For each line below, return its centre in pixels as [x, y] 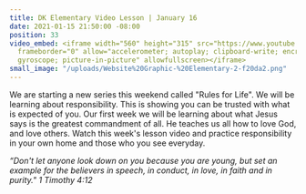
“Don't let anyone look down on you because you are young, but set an [143, 160]
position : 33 [34, 35]
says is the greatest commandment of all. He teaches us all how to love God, [153, 123]
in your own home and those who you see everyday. [107, 143]
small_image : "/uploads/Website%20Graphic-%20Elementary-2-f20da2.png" [148, 69]
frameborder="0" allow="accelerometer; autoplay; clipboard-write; [148, 52]
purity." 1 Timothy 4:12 [51, 179]
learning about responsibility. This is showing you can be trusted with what [150, 104]
